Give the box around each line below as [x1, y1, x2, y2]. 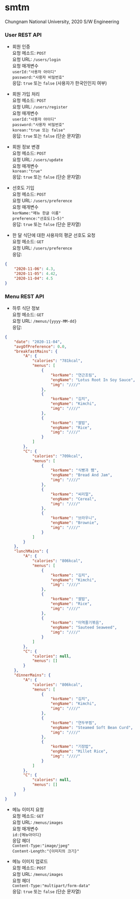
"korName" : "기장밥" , [50, 744, 94, 749]
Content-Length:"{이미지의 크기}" [12, 848, 80, 854]
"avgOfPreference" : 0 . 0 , [14, 344, 67, 349]
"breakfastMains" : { [14, 349, 58, 354]
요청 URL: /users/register [12, 104, 68, 110]
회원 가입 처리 [12, 91, 40, 97]
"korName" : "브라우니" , [50, 515, 97, 521]
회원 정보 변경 [12, 144, 40, 150]
